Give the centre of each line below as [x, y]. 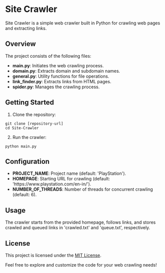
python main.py [21, 146]
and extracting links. [26, 28]
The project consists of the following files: [48, 56]
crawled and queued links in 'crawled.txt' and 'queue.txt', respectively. [78, 228]
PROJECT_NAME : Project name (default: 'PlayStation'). [69, 173]
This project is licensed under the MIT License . [53, 255]
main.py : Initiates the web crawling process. [58, 65]
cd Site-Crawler [22, 128]
